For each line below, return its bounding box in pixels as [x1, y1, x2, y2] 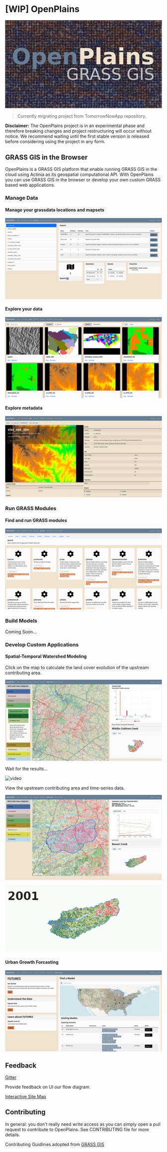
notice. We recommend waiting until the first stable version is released [5, 133, 150, 140]
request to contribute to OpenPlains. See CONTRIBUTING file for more [5, 1126, 149, 1132]
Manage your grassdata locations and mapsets [5, 207, 104, 213]
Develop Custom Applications [5, 641, 79, 648]
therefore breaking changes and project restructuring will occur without [5, 128, 152, 134]
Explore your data [5, 306, 43, 311]
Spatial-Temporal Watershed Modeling [5, 653, 87, 659]
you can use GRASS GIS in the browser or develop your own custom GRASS [5, 177, 161, 183]
